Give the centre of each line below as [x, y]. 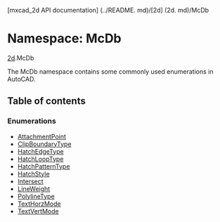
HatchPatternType [44, 166]
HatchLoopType [40, 159]
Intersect [30, 181]
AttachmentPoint [42, 136]
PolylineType [36, 196]
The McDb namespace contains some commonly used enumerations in [110, 71]
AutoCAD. [21, 79]
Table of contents [46, 101]
